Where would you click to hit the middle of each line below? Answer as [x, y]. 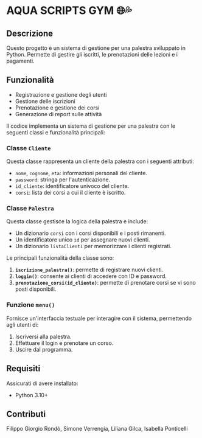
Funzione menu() [31, 305]
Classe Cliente [29, 148]
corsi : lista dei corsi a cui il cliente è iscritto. [70, 193]
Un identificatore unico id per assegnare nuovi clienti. [82, 240]
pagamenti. [20, 61]
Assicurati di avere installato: [42, 383]
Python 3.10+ [32, 395]
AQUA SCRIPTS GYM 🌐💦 [69, 11]
